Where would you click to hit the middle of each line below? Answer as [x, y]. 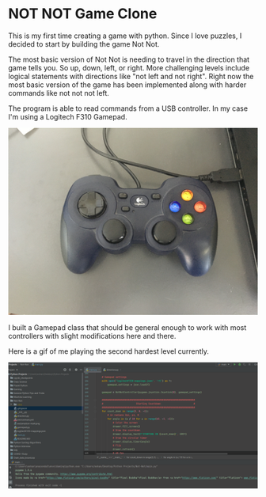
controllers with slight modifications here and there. [92, 336]
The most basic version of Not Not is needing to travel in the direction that [129, 59]
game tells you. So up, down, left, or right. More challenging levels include [129, 67]
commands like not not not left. [59, 93]
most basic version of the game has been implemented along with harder [127, 85]
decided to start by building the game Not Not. [84, 44]
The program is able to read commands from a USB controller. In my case [128, 108]
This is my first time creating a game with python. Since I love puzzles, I [125, 36]
